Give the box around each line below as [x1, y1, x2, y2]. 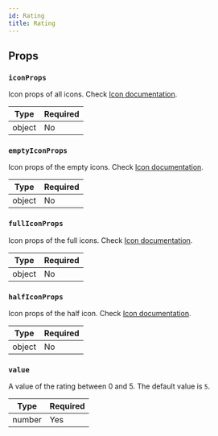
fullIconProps [8, 219, 64, 228]
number [12, 414, 43, 426]
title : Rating [8, 19, 56, 27]
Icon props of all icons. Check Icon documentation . [8, 89, 178, 99]
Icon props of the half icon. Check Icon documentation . [8, 309, 191, 319]
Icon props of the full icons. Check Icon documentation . [8, 235, 193, 245]
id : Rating [8, 11, 45, 20]
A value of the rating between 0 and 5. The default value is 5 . [8, 381, 211, 391]
